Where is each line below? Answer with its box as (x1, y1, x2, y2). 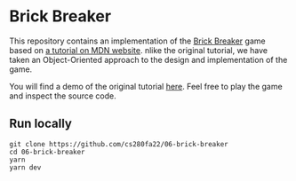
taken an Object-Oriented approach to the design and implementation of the (9, 54, 288, 65)
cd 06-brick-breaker (9, 147, 86, 156)
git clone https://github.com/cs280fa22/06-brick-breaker (9, 139, 228, 148)
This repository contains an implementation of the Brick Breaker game (9, 35, 266, 46)
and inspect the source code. (9, 90, 117, 101)
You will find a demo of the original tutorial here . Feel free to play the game (9, 81, 283, 91)
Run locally (9, 116, 73, 131)
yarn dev (9, 162, 42, 172)
